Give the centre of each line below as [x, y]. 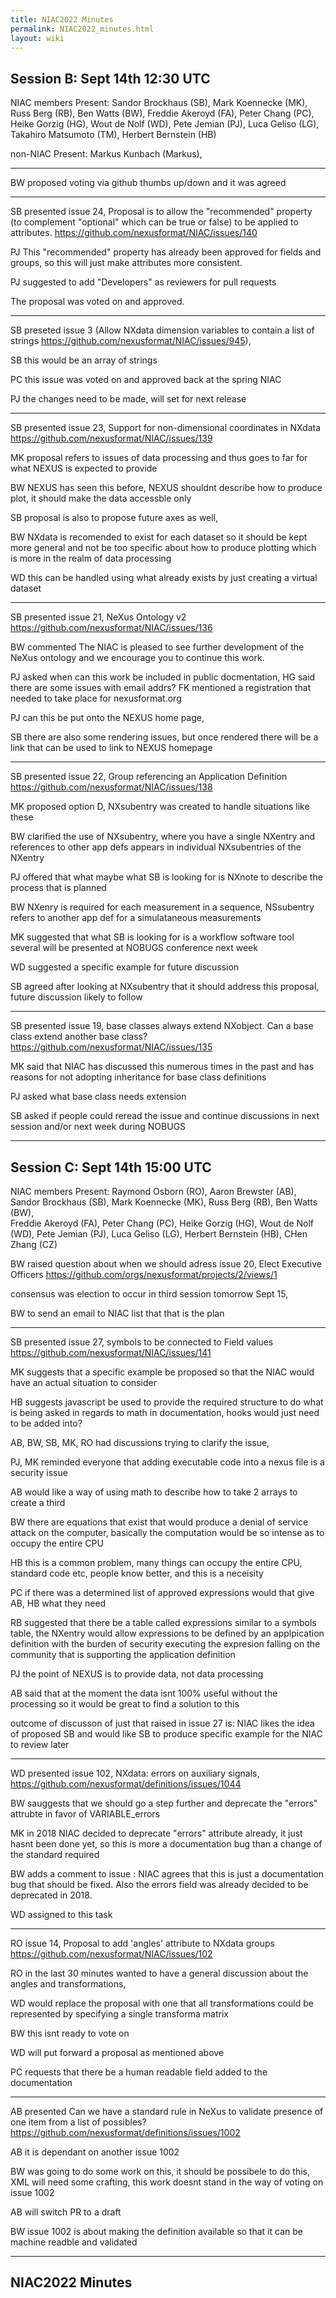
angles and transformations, [68, 1984]
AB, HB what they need [58, 1603]
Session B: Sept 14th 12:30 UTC [110, 78]
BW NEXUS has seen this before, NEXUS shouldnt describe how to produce [166, 488]
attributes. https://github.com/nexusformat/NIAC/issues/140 [134, 233]
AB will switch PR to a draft [66, 2212]
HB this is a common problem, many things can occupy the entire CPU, [156, 1562]
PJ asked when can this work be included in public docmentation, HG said [163, 677]
